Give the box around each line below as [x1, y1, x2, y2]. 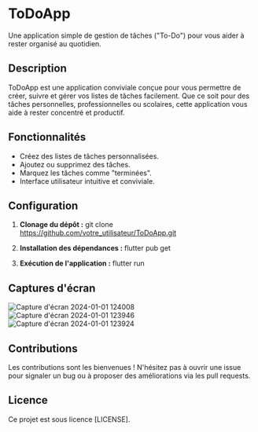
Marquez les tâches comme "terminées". [19, 168, 152, 178]
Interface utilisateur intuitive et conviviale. [19, 176, 155, 185]
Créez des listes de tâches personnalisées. [19, 151, 160, 161]
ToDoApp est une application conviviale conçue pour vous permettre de [8, 82, 241, 92]
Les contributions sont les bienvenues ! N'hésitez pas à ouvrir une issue [8, 363, 241, 372]
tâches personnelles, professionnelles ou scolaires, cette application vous [8, 99, 248, 108]
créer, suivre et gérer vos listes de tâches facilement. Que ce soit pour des [8, 91, 250, 101]
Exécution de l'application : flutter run [19, 258, 146, 268]
